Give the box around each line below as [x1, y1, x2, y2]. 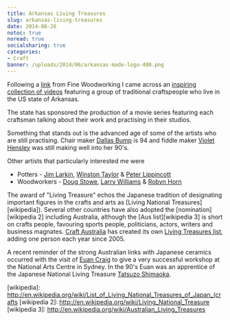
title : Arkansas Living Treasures [7, 10, 106, 17]
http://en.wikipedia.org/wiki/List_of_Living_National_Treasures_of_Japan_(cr [7, 290, 222, 299]
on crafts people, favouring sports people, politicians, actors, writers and [7, 220, 213, 228]
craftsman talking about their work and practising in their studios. [7, 115, 192, 124]
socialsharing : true [7, 42, 67, 49]
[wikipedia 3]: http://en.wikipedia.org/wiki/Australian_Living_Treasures [7, 305, 206, 313]
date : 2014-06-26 [7, 23, 57, 30]
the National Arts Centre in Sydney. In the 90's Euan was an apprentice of [7, 262, 216, 270]
